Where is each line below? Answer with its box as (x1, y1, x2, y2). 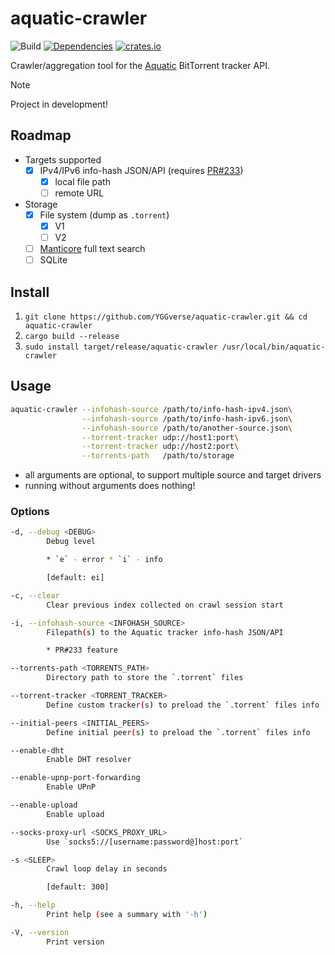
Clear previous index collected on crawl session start (46, 600, 284, 610)
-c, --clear (10, 590, 60, 601)
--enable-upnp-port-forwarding (10, 773, 141, 783)
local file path (54, 175, 111, 187)
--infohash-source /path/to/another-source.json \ (81, 423, 293, 433)
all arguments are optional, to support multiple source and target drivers (24, 469, 322, 481)
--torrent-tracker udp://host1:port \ (81, 432, 240, 442)
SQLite (39, 254, 68, 266)
